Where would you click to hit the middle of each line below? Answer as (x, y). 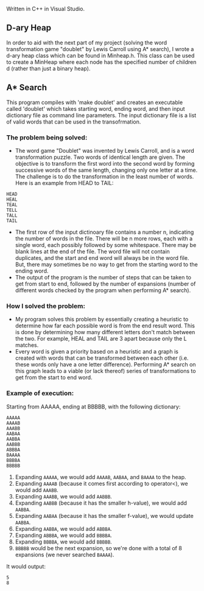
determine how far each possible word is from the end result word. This (105, 326)
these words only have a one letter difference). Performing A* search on (105, 365)
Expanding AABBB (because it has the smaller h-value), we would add (101, 503)
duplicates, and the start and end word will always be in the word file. (102, 257)
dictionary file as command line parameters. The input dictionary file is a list (101, 115)
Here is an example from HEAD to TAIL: (64, 183)
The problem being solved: (47, 138)
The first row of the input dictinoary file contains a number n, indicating (104, 232)
